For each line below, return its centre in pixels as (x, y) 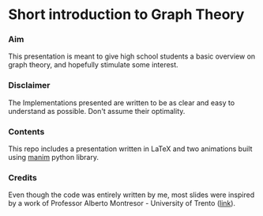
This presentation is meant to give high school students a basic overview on (132, 56)
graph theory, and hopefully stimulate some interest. (94, 65)
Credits (23, 178)
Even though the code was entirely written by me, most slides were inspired (131, 195)
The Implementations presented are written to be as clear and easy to (122, 102)
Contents (26, 131)
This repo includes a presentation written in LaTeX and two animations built (130, 149)
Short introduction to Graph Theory (126, 15)
